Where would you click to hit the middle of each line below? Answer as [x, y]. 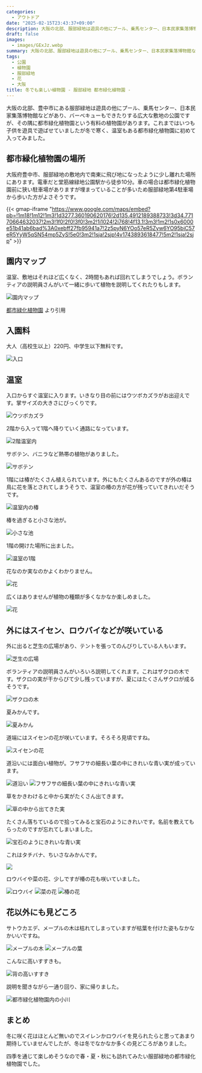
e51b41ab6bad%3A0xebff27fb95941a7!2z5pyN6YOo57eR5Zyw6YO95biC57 [101, 228]
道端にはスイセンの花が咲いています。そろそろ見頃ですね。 [80, 738]
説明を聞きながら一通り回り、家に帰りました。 [64, 986]
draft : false [23, 34]
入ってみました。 [27, 138]
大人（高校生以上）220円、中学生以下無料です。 [66, 346]
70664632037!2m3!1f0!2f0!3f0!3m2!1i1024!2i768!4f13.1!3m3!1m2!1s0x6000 [100, 222]
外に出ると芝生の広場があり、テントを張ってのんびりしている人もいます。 [98, 646]
